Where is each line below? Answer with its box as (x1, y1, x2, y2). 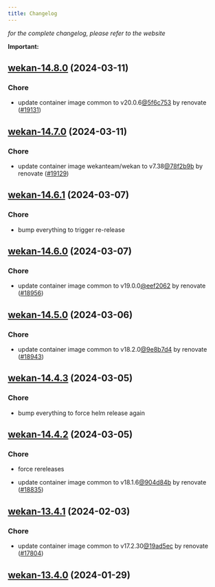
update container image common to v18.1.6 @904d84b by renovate (17, 478, 207, 487)
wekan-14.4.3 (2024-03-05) (8, 372, 133, 384)
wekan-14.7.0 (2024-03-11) (8, 125, 128, 138)
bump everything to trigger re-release (17, 225, 126, 234)
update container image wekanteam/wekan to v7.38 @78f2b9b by (17, 162, 203, 170)
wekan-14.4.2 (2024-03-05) (8, 429, 133, 440)
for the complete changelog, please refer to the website (8, 29, 166, 37)
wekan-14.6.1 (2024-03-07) (8, 189, 130, 201)
